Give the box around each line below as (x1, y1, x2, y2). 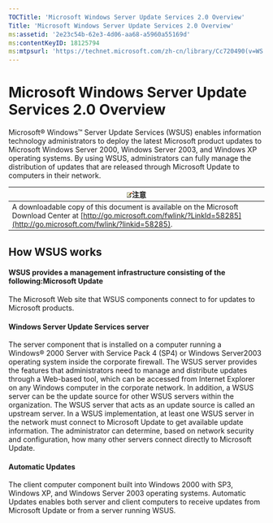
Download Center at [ (11, 210, 84, 220)
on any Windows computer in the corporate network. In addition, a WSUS (8, 383, 254, 393)
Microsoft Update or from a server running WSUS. (8, 506, 176, 516)
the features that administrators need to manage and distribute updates (8, 365, 248, 375)
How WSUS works (8, 244, 102, 259)
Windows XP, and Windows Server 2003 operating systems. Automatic (8, 488, 246, 499)
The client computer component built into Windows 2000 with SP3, (8, 480, 233, 490)
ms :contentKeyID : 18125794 (8, 39, 100, 47)
